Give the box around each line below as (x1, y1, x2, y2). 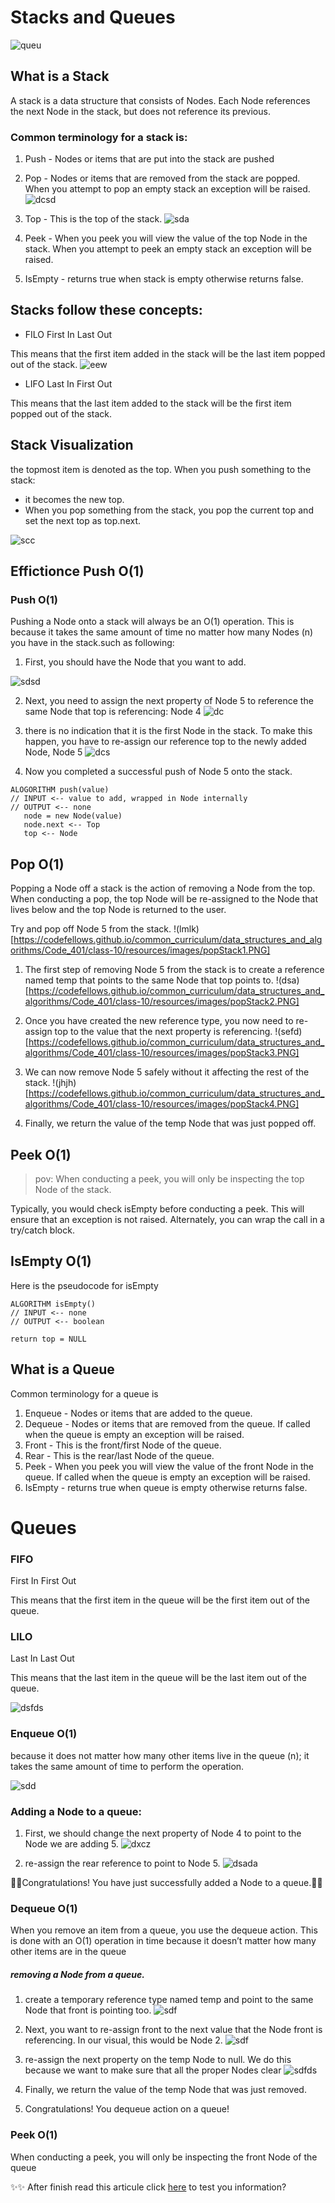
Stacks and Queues (10, 6, 176, 29)
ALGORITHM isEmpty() (10, 1299, 97, 1309)
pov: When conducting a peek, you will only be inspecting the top (34, 1172, 305, 1185)
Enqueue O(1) (10, 1727, 78, 1741)
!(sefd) (274, 1026, 303, 1038)
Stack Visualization (10, 437, 134, 454)
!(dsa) (275, 974, 300, 986)
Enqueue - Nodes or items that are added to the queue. (24, 1407, 253, 1419)
